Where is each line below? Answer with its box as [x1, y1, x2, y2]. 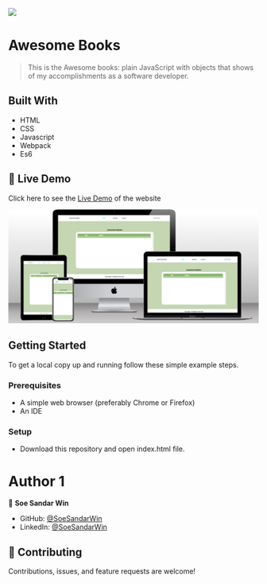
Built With [8, 94, 58, 107]
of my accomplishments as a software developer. [27, 71, 189, 80]
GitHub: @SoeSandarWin [19, 514, 103, 524]
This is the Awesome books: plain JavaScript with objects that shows [27, 62, 254, 72]
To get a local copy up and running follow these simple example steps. [8, 360, 239, 369]
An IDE [19, 407, 42, 416]
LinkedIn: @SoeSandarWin [19, 522, 107, 532]
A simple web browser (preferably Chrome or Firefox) [19, 398, 195, 407]
